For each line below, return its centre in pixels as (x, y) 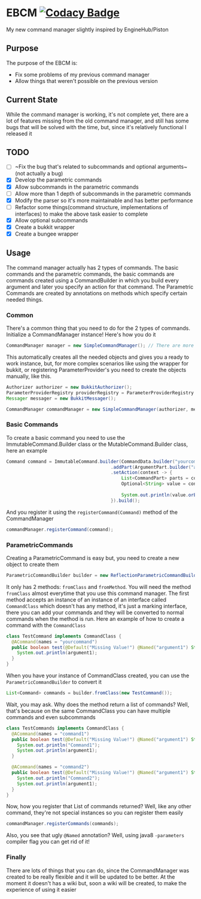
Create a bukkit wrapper (45, 227)
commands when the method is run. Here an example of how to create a (95, 618)
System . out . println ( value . (155, 495)
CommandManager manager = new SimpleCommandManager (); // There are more (100, 346)
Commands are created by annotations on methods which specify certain (97, 293)
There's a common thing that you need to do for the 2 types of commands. (98, 328)
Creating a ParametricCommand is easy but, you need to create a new (93, 558)
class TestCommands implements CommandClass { (65, 728)
